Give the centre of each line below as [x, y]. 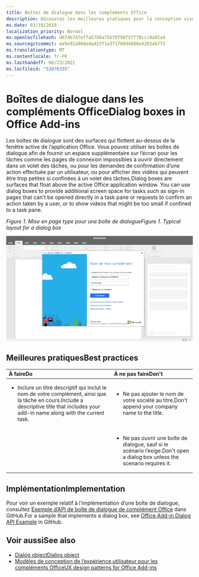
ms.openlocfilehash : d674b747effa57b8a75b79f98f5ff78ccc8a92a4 [86, 38]
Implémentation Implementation [66, 489]
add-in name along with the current [61, 413]
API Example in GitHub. [34, 522]
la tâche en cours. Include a [50, 400]
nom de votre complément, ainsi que [62, 394]
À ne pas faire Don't [138, 374]
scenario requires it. [147, 463]
